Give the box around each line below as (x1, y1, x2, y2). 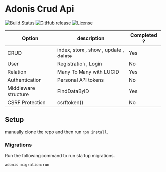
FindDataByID (57, 88, 89, 95)
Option (22, 35, 39, 42)
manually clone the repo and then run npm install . (5, 129, 108, 135)
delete (57, 52, 72, 59)
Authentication (7, 76, 42, 83)
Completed (130, 31, 157, 38)
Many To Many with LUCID (57, 68, 120, 75)
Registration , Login (57, 60, 102, 67)
